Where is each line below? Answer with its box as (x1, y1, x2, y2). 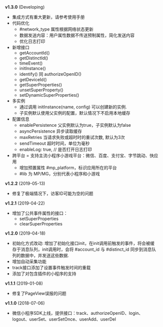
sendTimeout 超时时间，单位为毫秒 (19, 140, 90, 146)
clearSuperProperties (19, 221, 63, 226)
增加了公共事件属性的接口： (12, 210, 68, 216)
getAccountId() (19, 50, 50, 55)
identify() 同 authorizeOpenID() (19, 71, 82, 77)
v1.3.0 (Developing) (5, 4, 45, 10)
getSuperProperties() (19, 82, 62, 87)
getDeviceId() (19, 77, 47, 82)
